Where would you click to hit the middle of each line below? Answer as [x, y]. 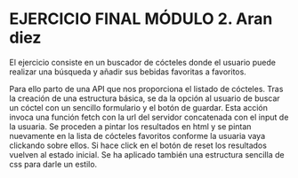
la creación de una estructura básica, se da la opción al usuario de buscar [145, 98]
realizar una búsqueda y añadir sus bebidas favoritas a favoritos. [128, 72]
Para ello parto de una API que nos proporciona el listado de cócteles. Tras [146, 89]
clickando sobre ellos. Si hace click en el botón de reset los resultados [138, 145]
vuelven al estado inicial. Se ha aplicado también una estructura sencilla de [147, 154]
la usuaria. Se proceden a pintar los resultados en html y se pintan [130, 126]
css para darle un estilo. [53, 164]
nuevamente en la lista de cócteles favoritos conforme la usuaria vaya [137, 135]
